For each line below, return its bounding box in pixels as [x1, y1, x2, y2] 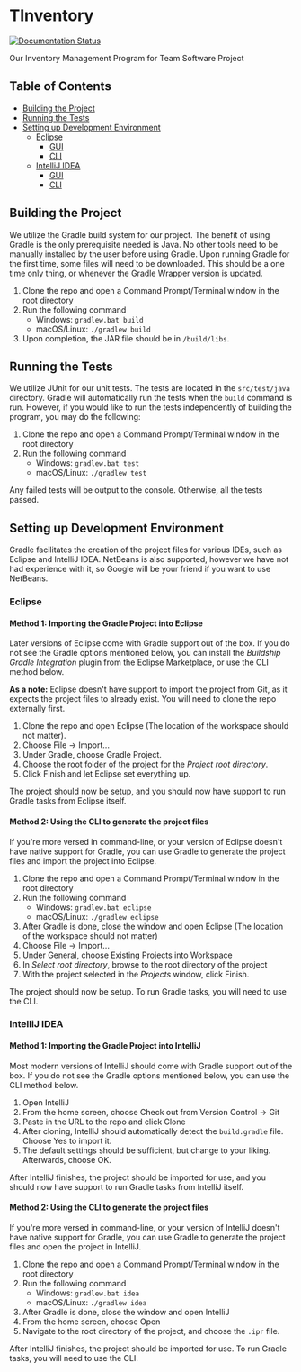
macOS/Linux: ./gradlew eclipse [35, 911, 159, 922]
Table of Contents [9, 78, 112, 95]
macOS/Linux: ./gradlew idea [35, 1296, 147, 1307]
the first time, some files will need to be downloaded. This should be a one [9, 258, 285, 268]
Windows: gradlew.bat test [35, 458, 140, 468]
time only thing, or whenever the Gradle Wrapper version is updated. [9, 268, 263, 278]
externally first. [9, 704, 66, 714]
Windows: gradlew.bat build [35, 313, 144, 324]
